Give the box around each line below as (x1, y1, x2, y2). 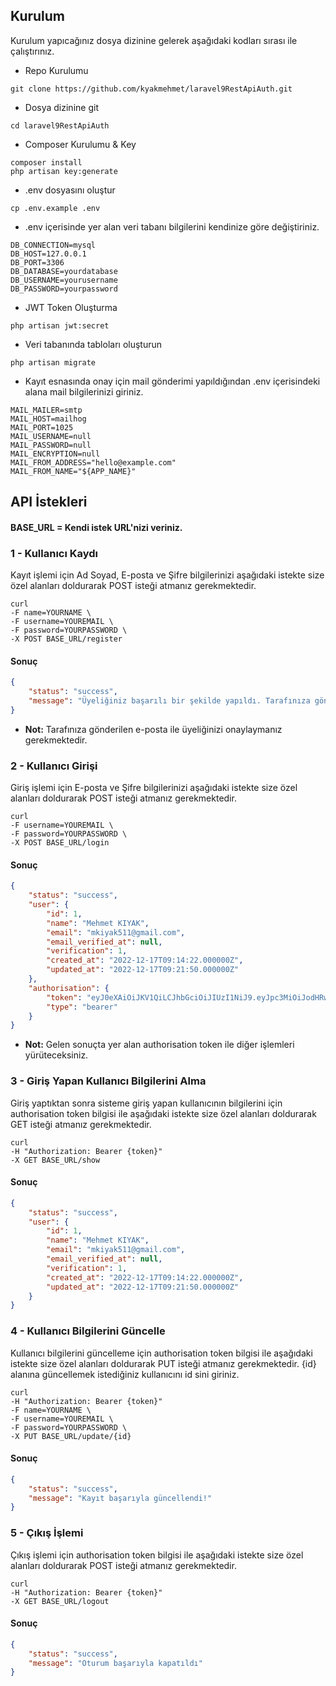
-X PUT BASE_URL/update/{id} (10, 1431, 132, 1441)
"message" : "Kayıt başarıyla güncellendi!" (28, 1493, 213, 1503)
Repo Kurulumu (24, 64, 89, 76)
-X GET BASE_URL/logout (10, 1596, 110, 1606)
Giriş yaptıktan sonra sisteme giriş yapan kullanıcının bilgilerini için (10, 1097, 283, 1109)
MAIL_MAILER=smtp (10, 405, 83, 415)
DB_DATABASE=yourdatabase (10, 266, 118, 276)
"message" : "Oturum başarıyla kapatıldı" (28, 1658, 203, 1668)
